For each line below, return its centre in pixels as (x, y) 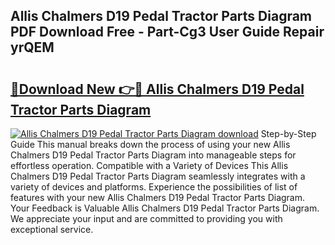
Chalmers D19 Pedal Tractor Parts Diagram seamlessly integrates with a (158, 176)
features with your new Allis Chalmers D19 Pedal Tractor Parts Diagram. (158, 197)
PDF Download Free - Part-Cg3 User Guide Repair (167, 32)
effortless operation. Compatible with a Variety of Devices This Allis (149, 165)
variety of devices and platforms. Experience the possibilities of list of (154, 187)
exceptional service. (52, 229)
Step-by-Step (288, 133)
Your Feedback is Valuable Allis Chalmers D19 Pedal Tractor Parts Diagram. (165, 208)
